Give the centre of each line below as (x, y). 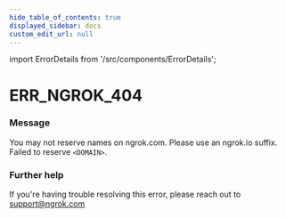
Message (30, 123)
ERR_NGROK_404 (76, 95)
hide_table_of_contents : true (65, 17)
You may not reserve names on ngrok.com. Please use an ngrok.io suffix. (143, 142)
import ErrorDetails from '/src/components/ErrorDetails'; (113, 60)
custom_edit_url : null (51, 34)
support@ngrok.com (47, 204)
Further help (37, 174)
